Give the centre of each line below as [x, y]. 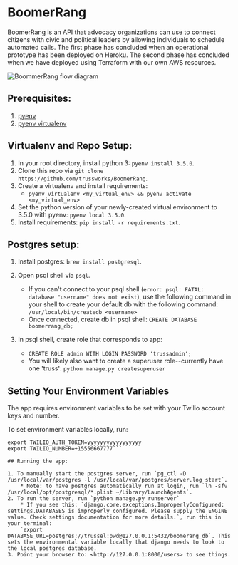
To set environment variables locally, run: [68, 430]
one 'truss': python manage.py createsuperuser [97, 368]
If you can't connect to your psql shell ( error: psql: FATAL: [116, 289]
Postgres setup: [43, 244]
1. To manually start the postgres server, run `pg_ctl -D [97, 474]
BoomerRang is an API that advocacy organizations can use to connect [112, 32]
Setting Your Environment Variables [88, 391]
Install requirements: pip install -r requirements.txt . [99, 222]
